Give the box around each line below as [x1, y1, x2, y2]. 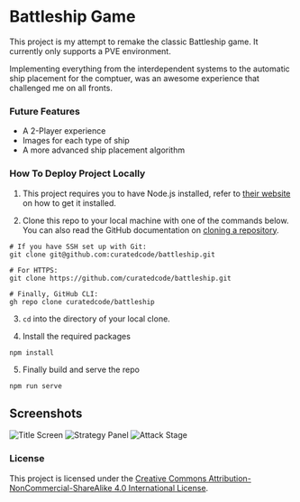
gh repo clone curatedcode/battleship [9, 297, 155, 306]
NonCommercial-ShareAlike [9, 482, 113, 493]
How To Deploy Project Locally [9, 167, 146, 180]
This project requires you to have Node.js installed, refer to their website [22, 188, 291, 199]
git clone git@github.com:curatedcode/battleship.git [9, 250, 216, 259]
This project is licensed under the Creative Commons [9, 472, 207, 484]
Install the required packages [22, 330, 131, 341]
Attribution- [208, 472, 252, 484]
